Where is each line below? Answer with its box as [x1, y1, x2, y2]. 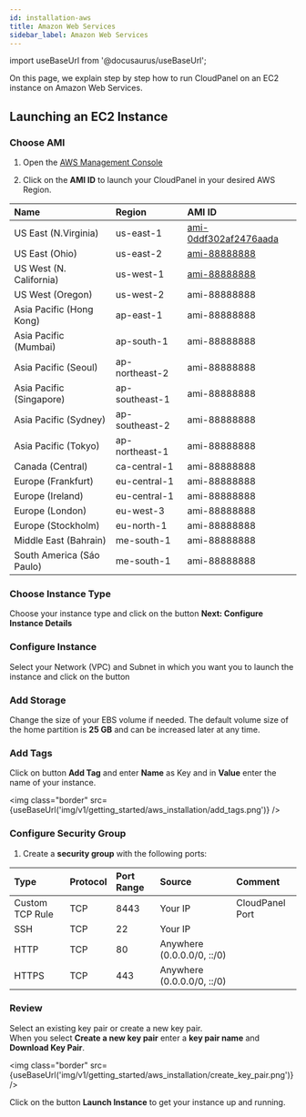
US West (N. [14, 262, 66, 275]
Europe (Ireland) [14, 490, 84, 503]
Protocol [69, 875, 107, 888]
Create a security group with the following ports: [22, 848, 208, 858]
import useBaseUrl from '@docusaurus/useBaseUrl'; [9, 56, 207, 66]
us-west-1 [115, 268, 165, 280]
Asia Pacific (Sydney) [14, 413, 107, 426]
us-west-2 [115, 289, 165, 301]
